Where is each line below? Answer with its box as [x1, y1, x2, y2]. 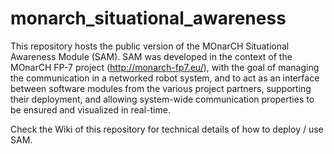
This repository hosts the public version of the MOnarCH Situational [10, 40, 290, 52]
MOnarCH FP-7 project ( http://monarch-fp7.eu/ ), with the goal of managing [10, 61, 320, 73]
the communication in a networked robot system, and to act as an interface [10, 72, 320, 84]
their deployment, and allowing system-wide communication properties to [10, 93, 315, 105]
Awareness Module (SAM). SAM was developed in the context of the [10, 50, 293, 62]
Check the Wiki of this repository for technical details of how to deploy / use [10, 123, 324, 135]
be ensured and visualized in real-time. [10, 103, 171, 116]
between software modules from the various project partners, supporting [10, 82, 312, 94]
